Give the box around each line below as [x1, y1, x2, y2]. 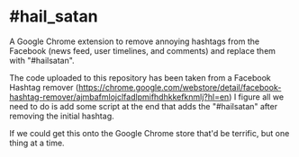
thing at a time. [9, 137, 65, 148]
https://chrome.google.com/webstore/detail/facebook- [77, 82, 282, 92]
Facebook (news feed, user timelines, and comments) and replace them [9, 45, 276, 56]
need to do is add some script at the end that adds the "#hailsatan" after [9, 100, 277, 111]
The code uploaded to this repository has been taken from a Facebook [9, 72, 272, 83]
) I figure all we [228, 92, 285, 102]
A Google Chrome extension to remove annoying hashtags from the [9, 36, 259, 47]
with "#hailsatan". [9, 55, 75, 65]
